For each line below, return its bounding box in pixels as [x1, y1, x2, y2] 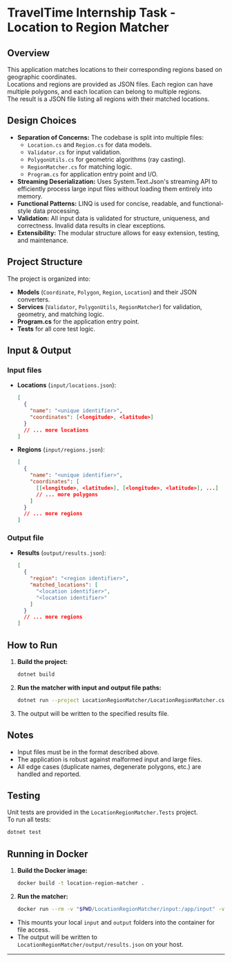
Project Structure [7, 256, 83, 268]
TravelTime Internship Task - [7, 5, 176, 21]
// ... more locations [23, 427, 89, 434]
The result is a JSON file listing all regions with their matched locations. [7, 95, 210, 103]
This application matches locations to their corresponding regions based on [7, 66, 222, 73]
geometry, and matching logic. [17, 310, 105, 318]
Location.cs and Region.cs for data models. [27, 140, 152, 149]
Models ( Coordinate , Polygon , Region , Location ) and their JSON [17, 288, 197, 296]
